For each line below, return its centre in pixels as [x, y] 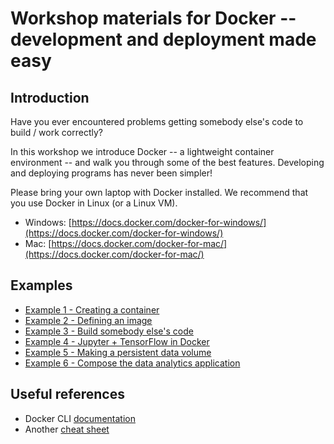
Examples [41, 285]
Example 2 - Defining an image [88, 320]
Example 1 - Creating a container [92, 309]
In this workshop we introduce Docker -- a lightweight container [142, 151]
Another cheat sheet [67, 429]
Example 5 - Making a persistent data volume [118, 352]
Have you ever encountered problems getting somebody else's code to [157, 121]
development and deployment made [163, 39]
